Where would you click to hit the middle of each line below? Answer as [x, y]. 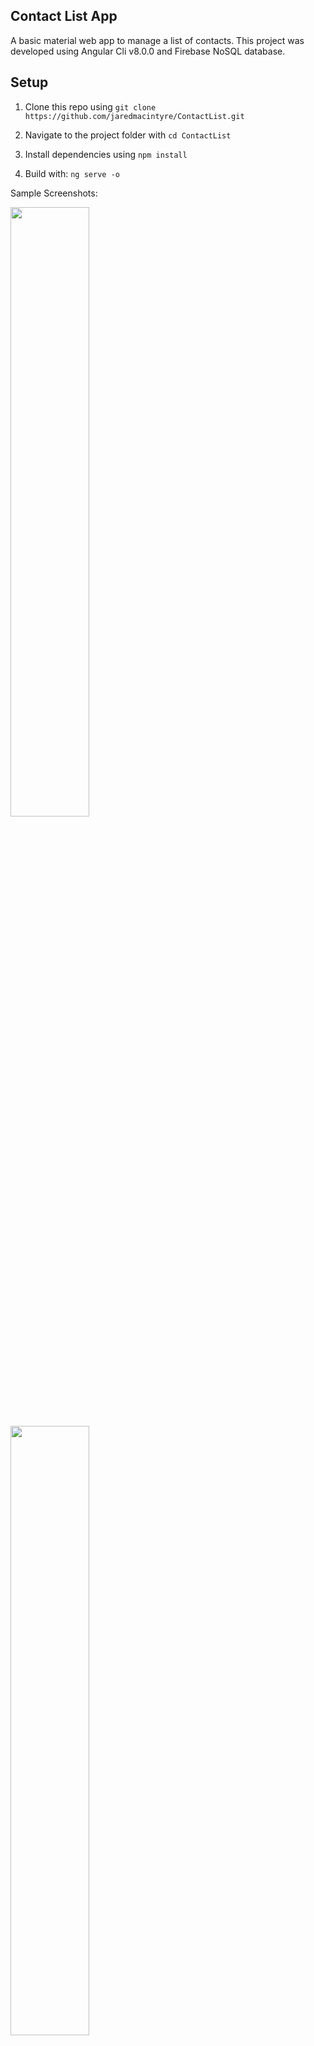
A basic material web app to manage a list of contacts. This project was [157, 40]
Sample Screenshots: [54, 193]
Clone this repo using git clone [90, 106]
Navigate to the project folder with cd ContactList [128, 135]
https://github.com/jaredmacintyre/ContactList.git [134, 116]
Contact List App [64, 16]
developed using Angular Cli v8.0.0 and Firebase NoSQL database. [148, 51]
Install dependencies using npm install [106, 154]
